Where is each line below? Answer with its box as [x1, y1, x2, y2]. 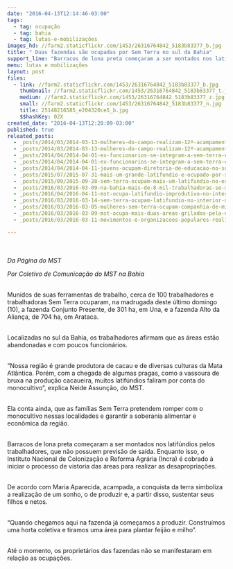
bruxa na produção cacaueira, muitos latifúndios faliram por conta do [7, 376, 205, 385]
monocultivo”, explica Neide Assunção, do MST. [7, 383, 144, 392]
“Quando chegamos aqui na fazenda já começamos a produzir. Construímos [7, 518, 225, 527]
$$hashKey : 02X [19, 113, 64, 120]
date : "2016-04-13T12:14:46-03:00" [7, 10, 110, 17]
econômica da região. [7, 419, 69, 427]
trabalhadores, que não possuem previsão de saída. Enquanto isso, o [7, 447, 205, 455]
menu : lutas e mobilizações [7, 62, 89, 69]
